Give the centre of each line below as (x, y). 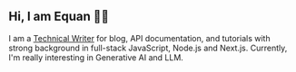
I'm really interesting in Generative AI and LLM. (96, 57)
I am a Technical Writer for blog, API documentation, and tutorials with (139, 38)
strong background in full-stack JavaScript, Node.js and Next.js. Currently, (148, 48)
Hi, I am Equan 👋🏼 (59, 17)
